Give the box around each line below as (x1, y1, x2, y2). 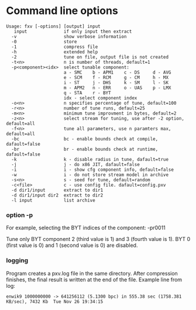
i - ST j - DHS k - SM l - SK (63, 80, 169, 85)
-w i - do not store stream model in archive (11, 171, 169, 178)
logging (6, 256, 29, 264)
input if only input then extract (13, 28, 132, 35)
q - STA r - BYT (63, 89, 111, 96)
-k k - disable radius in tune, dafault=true (11, 156, 169, 162)
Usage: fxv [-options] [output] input (6, 23, 101, 29)
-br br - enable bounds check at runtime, (11, 146, 159, 152)
